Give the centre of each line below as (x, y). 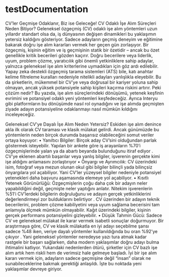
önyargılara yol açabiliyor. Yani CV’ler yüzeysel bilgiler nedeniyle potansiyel (83, 172)
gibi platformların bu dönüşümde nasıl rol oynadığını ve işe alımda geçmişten (85, 103)
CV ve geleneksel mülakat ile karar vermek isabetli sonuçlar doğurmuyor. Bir (84, 220)
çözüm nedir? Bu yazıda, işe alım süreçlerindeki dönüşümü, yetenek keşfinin (84, 93)
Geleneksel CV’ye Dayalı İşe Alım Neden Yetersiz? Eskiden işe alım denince (83, 124)
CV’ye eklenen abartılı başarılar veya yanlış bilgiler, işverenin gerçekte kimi (83, 156)
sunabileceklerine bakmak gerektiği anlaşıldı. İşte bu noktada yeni (74, 263)
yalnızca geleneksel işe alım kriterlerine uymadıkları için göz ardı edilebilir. (82, 66)
